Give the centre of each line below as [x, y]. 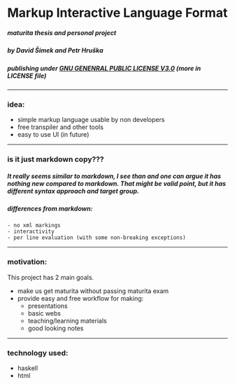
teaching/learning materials [67, 320]
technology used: [38, 353]
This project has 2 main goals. [51, 277]
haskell [28, 368]
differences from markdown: [50, 209]
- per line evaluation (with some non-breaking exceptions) [97, 238]
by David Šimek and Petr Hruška [55, 50]
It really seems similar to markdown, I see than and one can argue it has [114, 176]
